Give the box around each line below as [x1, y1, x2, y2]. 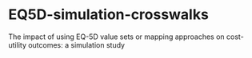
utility [8, 40, 26, 49]
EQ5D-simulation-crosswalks [8, 6, 210, 24]
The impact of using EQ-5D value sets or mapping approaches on [8, 32, 226, 41]
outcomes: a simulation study [27, 40, 126, 49]
